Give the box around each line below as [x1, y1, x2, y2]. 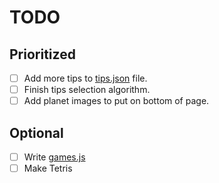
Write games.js [23, 151, 86, 163]
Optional [9, 124, 64, 141]
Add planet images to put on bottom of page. [23, 95, 210, 107]
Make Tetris [23, 162, 73, 175]
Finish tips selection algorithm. [23, 84, 151, 96]
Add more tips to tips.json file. [23, 72, 148, 84]
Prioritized [9, 46, 76, 63]
